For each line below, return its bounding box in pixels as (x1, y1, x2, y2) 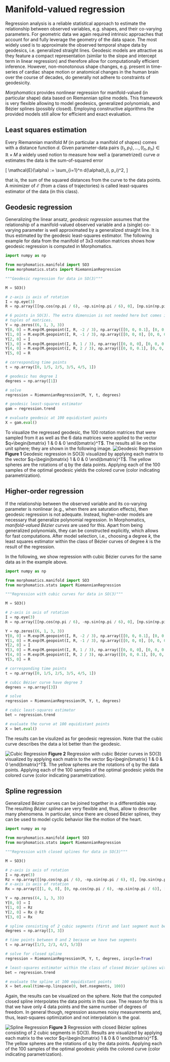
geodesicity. (5, 80, 31, 86)
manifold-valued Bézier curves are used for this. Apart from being (5, 522, 143, 528)
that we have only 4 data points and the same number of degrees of (5, 1004, 147, 1010)
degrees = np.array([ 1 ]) (5, 378, 58, 383)
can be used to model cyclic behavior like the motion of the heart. (5, 817, 142, 823)
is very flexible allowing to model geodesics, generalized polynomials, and (5, 100, 160, 106)
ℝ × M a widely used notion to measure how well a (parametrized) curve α (5, 151, 160, 158)
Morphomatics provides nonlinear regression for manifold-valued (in (5, 89, 148, 95)
